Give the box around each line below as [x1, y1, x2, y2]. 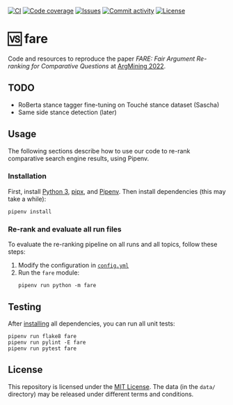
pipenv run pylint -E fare [8, 339, 86, 346]
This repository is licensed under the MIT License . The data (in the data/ [8, 382, 216, 390]
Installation [8, 171, 47, 181]
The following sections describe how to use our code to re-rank [8, 146, 191, 155]
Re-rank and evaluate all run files [8, 224, 122, 234]
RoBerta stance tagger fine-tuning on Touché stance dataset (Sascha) [17, 100, 220, 109]
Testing [8, 300, 42, 313]
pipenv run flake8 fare [8, 333, 77, 339]
